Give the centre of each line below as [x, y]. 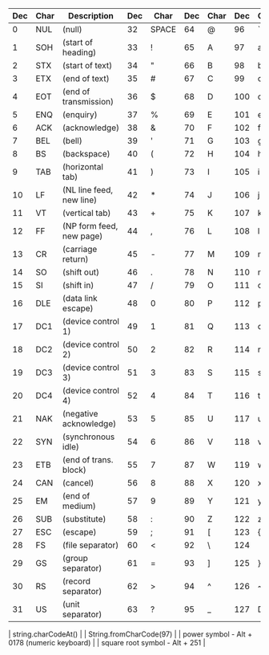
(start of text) [88, 65]
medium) [79, 506]
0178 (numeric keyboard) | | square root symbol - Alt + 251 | [107, 643]
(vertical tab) [87, 213]
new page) [83, 236]
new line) [80, 200]
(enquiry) [80, 114]
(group [75, 558]
